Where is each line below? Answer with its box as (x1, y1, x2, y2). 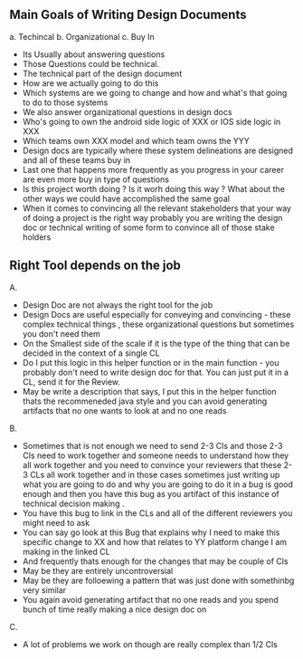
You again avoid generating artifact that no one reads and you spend (22, 594, 279, 605)
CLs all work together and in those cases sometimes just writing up (30, 469, 280, 480)
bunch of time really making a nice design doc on (22, 604, 207, 615)
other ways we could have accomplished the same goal (22, 193, 231, 204)
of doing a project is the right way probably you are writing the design (22, 212, 283, 223)
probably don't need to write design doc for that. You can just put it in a (22, 367, 289, 377)
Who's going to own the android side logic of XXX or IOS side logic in (22, 116, 281, 127)
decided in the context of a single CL (22, 348, 160, 358)
